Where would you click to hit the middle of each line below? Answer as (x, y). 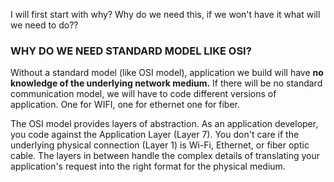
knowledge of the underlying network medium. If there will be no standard (166, 83)
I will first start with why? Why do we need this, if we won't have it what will (165, 14)
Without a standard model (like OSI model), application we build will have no (167, 73)
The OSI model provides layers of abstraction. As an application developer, (164, 124)
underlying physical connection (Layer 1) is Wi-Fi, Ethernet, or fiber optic (160, 145)
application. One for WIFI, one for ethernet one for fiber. (125, 105)
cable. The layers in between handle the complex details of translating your (165, 156)
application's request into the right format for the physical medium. (148, 166)
